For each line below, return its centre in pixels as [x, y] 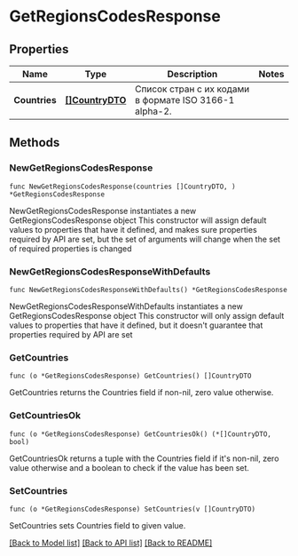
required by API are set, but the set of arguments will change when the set [145, 239]
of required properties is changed [71, 248]
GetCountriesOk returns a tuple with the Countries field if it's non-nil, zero [144, 458]
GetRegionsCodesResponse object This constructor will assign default [138, 220]
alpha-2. [153, 111]
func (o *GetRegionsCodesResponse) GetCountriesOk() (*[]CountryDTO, [141, 434]
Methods [35, 143]
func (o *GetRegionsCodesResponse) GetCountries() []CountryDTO [130, 376]
